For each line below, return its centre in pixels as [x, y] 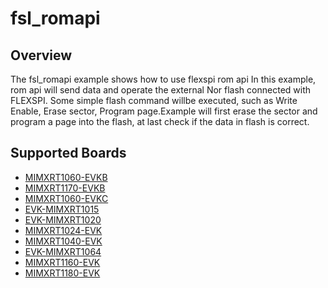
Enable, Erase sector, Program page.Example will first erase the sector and [164, 111]
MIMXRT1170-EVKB [65, 188]
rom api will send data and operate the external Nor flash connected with [161, 90]
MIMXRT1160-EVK [62, 262]
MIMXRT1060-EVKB [66, 177]
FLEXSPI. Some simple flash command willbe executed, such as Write [154, 100]
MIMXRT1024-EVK [63, 230]
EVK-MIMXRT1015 [62, 209]
